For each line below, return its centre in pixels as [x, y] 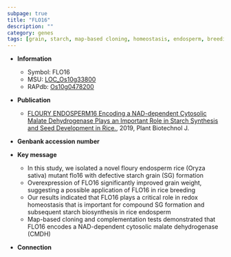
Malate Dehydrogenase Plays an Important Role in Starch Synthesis [123, 121]
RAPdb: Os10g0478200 [60, 87]
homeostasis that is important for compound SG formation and [116, 205]
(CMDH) [39, 234]
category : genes [30, 33]
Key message [37, 155]
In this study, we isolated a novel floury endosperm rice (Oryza [116, 168]
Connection [34, 247]
